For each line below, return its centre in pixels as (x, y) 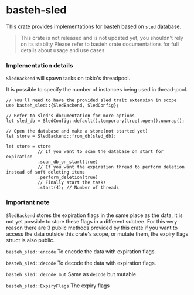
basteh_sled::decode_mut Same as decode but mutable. (72, 274)
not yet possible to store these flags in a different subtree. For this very (92, 221)
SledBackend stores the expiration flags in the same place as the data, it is (94, 215)
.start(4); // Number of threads (78, 188)
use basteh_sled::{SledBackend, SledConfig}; (62, 106)
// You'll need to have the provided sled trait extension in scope (91, 100)
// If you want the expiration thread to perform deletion (111, 167)
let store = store (28, 147)
